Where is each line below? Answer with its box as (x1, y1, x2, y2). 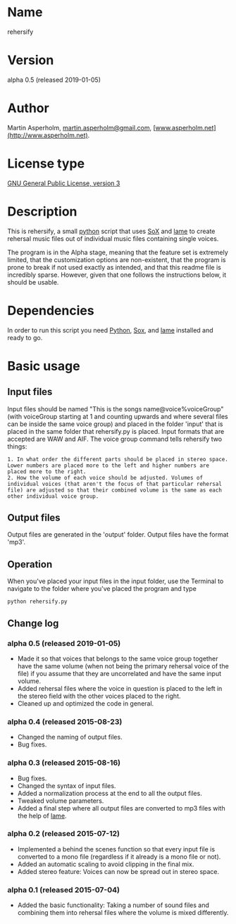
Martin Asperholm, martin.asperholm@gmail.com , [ (7, 123, 156, 132)
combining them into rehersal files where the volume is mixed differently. (17, 909, 229, 917)
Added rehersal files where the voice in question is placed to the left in (17, 684, 223, 692)
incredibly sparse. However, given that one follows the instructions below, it (7, 270, 227, 279)
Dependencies (7, 302, 94, 318)
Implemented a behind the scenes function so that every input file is (17, 844, 216, 853)
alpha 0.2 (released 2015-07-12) (7, 829, 120, 839)
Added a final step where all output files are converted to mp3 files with (17, 804, 225, 812)
